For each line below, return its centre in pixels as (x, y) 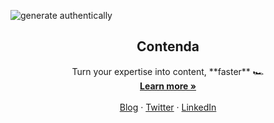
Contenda (168, 46)
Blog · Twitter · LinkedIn (168, 107)
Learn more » (168, 86)
